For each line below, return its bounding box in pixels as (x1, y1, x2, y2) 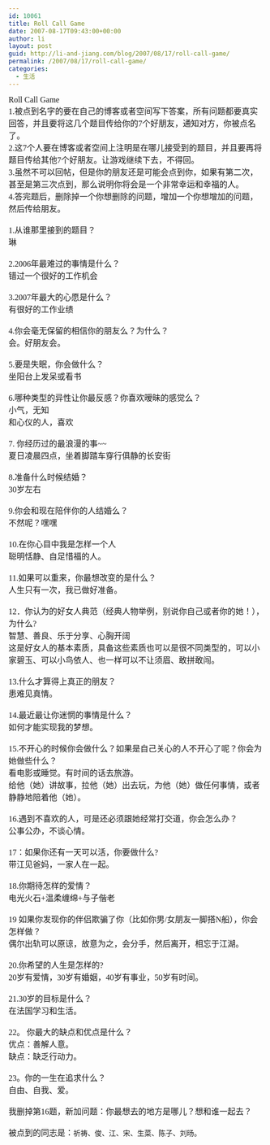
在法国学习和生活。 (8, 1006, 83, 1016)
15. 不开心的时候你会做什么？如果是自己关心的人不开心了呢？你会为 (8, 743, 263, 753)
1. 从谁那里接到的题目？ (8, 225, 96, 235)
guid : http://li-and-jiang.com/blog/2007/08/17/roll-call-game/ (8, 50, 230, 58)
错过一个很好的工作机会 (8, 271, 99, 281)
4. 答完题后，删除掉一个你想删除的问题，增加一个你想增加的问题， (8, 192, 259, 202)
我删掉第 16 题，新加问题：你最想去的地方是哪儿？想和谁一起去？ (8, 1107, 253, 1117)
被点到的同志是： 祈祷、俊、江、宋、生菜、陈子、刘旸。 (8, 1128, 202, 1138)
